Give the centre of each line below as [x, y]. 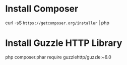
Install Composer [42, 9]
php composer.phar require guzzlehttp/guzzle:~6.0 [58, 57]
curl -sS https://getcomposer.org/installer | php [57, 23]
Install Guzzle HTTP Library [64, 43]
